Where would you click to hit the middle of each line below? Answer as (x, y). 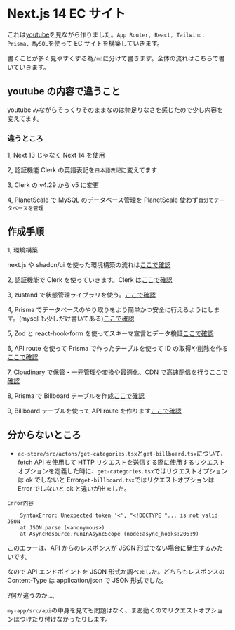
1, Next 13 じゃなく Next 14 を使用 (56, 155)
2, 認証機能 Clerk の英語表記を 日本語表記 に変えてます (82, 170)
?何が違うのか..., (31, 595)
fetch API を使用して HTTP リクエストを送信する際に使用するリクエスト (121, 462)
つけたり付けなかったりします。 (65, 619)
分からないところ (44, 435)
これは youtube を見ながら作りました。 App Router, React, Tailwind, (106, 34)
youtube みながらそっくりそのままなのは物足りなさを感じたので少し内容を (115, 110)
